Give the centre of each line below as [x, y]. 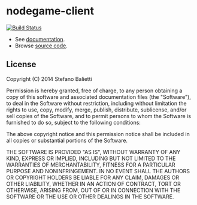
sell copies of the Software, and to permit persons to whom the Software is [99, 116]
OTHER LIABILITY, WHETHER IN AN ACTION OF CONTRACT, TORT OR [93, 183]
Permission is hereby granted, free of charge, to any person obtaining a [94, 91]
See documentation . [40, 39]
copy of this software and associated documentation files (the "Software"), [99, 97]
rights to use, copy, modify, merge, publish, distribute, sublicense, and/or [96, 110]
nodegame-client [50, 11]
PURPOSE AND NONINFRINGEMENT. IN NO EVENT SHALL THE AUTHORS [98, 171]
